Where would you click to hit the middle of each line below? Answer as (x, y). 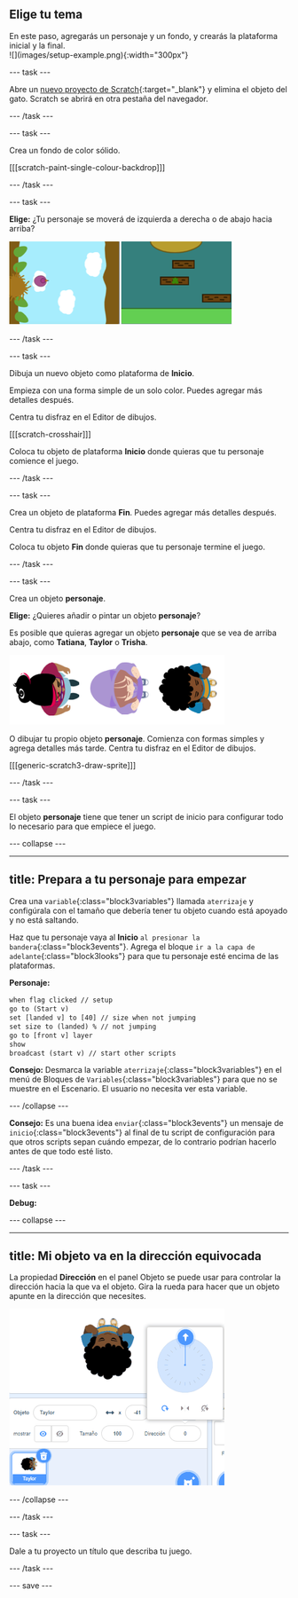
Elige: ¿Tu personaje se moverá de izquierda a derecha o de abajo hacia (141, 219)
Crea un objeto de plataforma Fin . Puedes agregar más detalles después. (143, 512)
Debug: (23, 1202)
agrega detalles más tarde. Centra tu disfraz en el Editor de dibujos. (133, 748)
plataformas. (32, 965)
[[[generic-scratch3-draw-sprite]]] (73, 765)
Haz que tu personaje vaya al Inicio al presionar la (105, 937)
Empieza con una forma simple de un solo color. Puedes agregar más (136, 390)
